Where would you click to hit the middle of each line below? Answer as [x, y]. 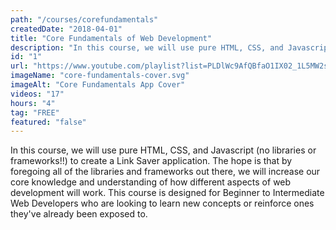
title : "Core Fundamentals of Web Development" [111, 38]
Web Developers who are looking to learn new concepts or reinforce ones [162, 203]
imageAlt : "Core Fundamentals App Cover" [98, 85]
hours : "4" [33, 103]
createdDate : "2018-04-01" [66, 29]
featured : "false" [48, 122]
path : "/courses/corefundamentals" [84, 19]
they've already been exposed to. [79, 214]
